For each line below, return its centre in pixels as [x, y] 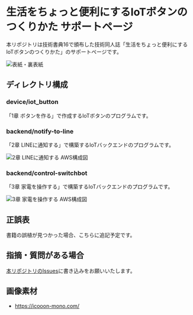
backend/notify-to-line [40, 131]
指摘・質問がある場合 [45, 256]
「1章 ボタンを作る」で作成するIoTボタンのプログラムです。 [79, 115]
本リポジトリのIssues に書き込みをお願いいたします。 [71, 271]
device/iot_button [32, 102]
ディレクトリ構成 [37, 85]
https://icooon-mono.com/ [47, 306]
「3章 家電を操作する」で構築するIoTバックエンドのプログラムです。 [90, 187]
